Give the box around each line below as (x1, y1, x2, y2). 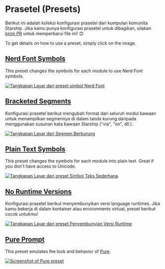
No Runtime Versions (5, 187, 72, 196)
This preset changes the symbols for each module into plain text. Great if (5, 158, 154, 164)
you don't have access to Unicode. (5, 163, 76, 170)
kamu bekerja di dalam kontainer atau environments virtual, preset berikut (5, 206, 156, 212)
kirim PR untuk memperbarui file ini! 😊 (5, 30, 84, 36)
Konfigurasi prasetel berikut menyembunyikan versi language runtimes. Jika (5, 200, 160, 207)
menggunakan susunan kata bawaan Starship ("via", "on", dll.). (5, 121, 133, 127)
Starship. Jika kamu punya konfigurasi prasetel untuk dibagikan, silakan (5, 25, 152, 31)
